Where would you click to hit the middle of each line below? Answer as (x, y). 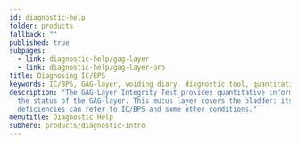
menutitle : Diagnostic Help (62, 117)
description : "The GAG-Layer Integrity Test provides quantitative (137, 92)
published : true (39, 42)
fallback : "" (33, 34)
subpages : (28, 51)
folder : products (42, 26)
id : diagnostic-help (48, 17)
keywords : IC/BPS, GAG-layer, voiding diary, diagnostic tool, (129, 84)
